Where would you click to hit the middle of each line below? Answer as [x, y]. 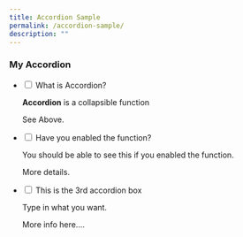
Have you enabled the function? [93, 137]
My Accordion [40, 65]
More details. [46, 172]
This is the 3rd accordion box [88, 190]
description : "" [39, 34]
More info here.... [53, 224]
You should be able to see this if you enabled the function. [128, 155]
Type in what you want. [65, 207]
